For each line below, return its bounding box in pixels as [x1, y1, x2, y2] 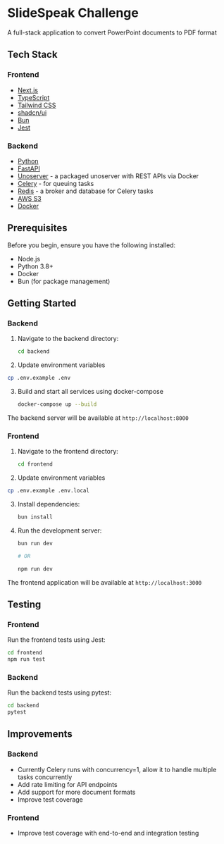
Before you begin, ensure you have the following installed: [7, 241, 176, 249]
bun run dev [17, 540, 53, 547]
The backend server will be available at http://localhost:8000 [7, 414, 189, 422]
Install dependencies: [17, 500, 80, 509]
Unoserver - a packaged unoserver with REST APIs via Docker [17, 171, 199, 180]
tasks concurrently [17, 773, 73, 781]
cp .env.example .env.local [7, 488, 90, 495]
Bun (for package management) [17, 277, 111, 285]
